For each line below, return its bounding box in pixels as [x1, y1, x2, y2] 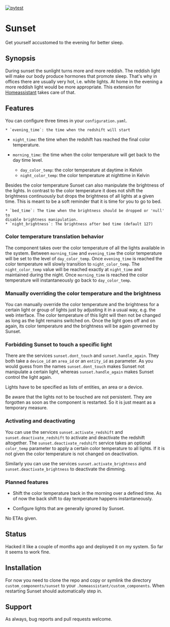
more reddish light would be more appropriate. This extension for [5, 84, 142, 90]
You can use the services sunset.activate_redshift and [5, 429, 123, 435]
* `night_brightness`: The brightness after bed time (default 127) [5, 221, 153, 226]
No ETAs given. [5, 515, 38, 521]
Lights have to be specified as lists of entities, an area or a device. [5, 384, 144, 390]
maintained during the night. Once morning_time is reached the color [5, 272, 148, 278]
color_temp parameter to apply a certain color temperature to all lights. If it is [5, 445, 165, 451]
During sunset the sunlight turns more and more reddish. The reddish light [5, 68, 160, 74]
